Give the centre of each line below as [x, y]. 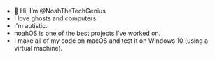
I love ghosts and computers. [56, 18]
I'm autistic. [30, 26]
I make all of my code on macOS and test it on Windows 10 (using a [111, 41]
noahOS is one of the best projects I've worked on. [87, 33]
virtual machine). [38, 48]
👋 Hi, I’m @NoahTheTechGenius [60, 11]
